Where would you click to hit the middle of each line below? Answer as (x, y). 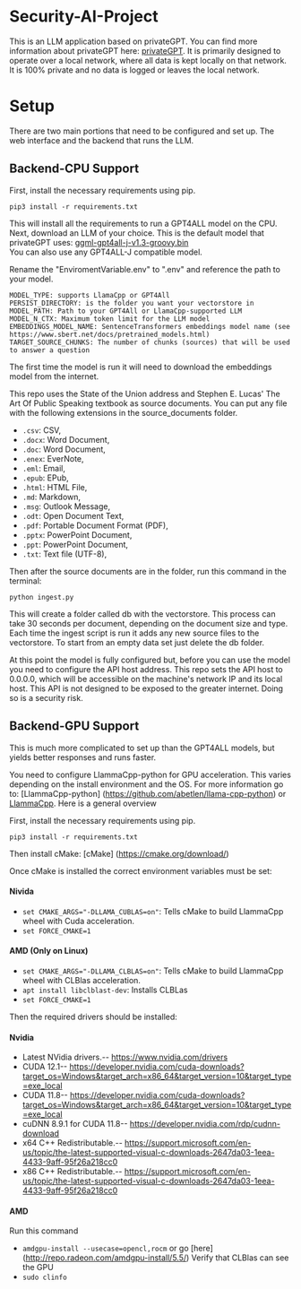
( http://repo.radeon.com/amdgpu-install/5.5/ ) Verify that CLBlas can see (155, 1258)
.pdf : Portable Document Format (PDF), (95, 525)
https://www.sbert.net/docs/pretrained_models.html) (110, 334)
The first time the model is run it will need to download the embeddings (141, 367)
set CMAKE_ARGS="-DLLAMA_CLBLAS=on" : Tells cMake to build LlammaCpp (153, 971)
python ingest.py (42, 597)
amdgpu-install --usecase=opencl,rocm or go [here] (117, 1249)
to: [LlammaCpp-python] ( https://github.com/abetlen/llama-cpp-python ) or (148, 793)
